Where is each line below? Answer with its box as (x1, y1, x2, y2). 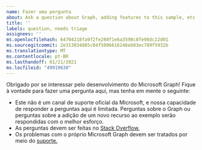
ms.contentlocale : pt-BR (6, 53, 69, 59)
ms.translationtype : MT (6, 48, 66, 54)
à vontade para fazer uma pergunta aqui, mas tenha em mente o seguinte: (6, 88, 191, 95)
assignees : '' (6, 31, 42, 37)
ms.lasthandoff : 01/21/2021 (6, 59, 77, 65)
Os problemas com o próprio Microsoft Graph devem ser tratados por (14, 131, 188, 138)
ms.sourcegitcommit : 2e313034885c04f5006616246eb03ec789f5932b (6, 43, 169, 49)
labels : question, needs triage (6, 25, 87, 32)
